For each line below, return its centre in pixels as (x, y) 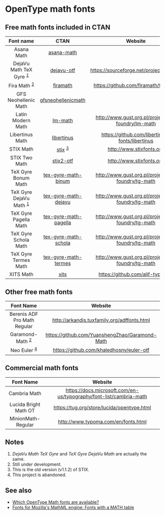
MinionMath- (25, 418)
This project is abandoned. (39, 475)
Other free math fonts (39, 292)
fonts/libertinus (136, 140)
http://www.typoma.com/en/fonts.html (102, 421)
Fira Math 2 (21, 85)
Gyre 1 (22, 76)
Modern (21, 120)
